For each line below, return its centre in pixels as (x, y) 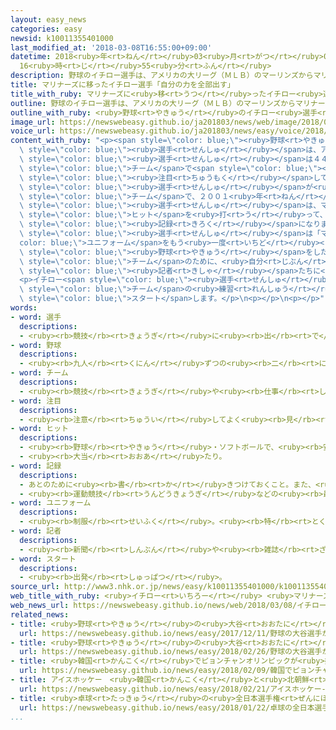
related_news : (40, 614)
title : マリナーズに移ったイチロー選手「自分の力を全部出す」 (122, 85)
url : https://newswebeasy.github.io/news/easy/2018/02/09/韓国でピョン (167, 671)
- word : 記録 (36, 466)
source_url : (35, 587)
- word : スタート (43, 559)
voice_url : (33, 131)
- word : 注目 (36, 401)
